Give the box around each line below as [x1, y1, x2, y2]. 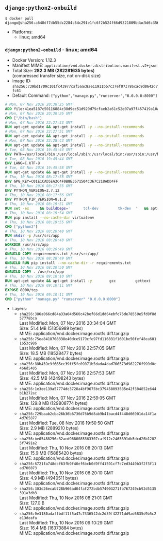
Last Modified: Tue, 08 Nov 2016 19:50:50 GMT [19, 420, 114, 426]
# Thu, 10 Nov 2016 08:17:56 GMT [5, 192, 73, 197]
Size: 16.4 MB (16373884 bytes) [19, 525, 83, 531]
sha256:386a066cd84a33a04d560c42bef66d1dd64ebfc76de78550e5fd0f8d [19, 312, 157, 317]
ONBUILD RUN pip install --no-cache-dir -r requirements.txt [5, 261, 131, 265]
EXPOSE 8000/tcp [5, 287, 38, 292]
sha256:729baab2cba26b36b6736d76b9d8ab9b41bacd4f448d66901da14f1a [19, 411, 157, 416]
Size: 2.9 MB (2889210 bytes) [19, 425, 79, 431]
